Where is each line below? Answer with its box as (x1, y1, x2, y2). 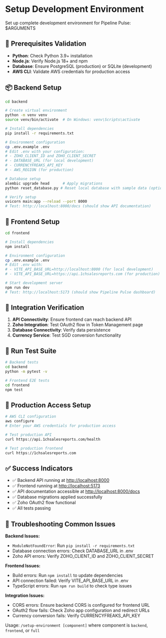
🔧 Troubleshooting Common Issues (5, 520, 116, 528)
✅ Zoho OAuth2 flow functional (12, 500, 76, 506)
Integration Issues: (5, 592, 45, 598)
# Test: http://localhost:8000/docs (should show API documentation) (5, 204, 152, 209)
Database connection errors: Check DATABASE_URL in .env (12, 548, 133, 554)
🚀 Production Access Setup (5, 401, 91, 409)
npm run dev (5, 285, 30, 290)
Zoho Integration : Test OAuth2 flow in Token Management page (12, 322, 143, 328)
